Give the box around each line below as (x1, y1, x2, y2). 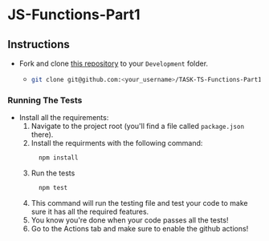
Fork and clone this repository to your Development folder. (18, 58, 209, 68)
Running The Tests (7, 94, 83, 106)
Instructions (7, 38, 70, 51)
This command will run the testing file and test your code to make (31, 198, 248, 207)
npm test (38, 184, 68, 192)
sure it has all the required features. (31, 207, 149, 216)
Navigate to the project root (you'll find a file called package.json (31, 122, 245, 131)
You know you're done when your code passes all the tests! (31, 215, 229, 225)
